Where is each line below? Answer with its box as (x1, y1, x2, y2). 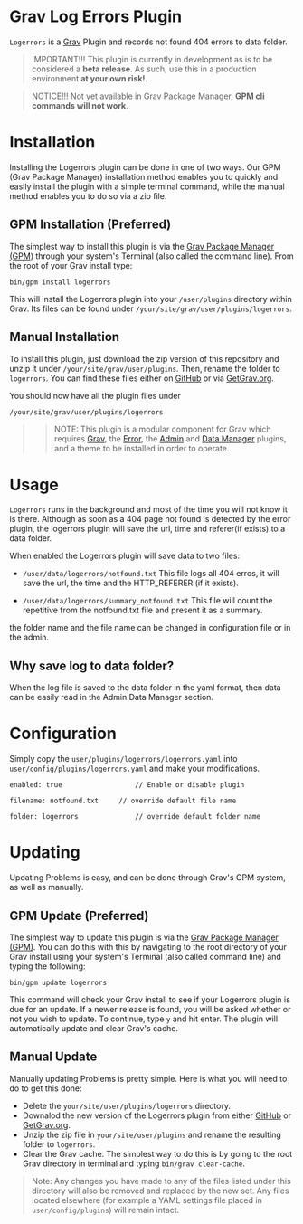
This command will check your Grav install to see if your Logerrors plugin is (9, 993, 291, 1005)
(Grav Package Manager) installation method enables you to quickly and (9, 171, 279, 182)
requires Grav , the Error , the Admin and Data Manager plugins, (53, 432, 287, 444)
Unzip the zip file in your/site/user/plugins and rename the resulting (22, 1129, 282, 1140)
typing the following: (9, 961, 86, 972)
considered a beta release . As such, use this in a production (31, 63, 257, 74)
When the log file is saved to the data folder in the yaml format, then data (9, 682, 282, 693)
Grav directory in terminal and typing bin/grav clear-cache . (22, 1158, 246, 1169)
